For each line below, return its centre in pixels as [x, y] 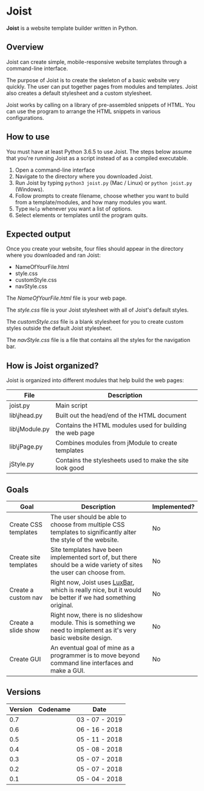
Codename [55, 709]
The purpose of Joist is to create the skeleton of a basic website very [93, 80]
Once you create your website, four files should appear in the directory [95, 249]
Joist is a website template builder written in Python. [72, 28]
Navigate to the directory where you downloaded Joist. [84, 176]
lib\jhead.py [26, 416]
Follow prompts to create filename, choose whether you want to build [102, 195]
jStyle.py [22, 464]
